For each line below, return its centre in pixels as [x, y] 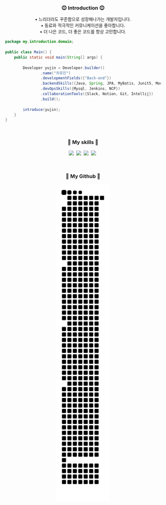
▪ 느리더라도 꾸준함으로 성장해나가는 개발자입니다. [83, 19]
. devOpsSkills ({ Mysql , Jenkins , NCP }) [80, 89]
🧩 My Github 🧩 [83, 176]
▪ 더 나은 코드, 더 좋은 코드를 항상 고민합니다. [83, 32]
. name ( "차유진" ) [55, 73]
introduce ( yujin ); [42, 109]
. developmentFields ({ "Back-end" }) [76, 78]
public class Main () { [28, 52]
